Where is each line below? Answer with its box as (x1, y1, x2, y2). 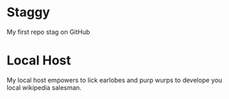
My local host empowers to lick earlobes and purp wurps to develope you (6, 76, 223, 84)
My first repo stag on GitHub (6, 28, 90, 36)
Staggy (6, 4, 50, 21)
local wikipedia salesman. (6, 83, 82, 92)
